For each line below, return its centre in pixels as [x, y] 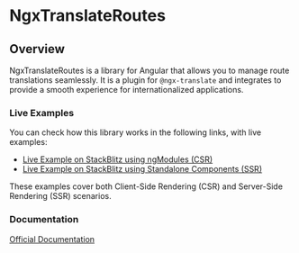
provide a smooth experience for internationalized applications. [127, 90]
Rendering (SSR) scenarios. [60, 196]
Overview [37, 49]
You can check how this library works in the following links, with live [136, 132]
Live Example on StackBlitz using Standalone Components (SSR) [142, 169]
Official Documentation [52, 239]
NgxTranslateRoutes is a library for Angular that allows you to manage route [149, 70]
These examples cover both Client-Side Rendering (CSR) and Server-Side [146, 186]
